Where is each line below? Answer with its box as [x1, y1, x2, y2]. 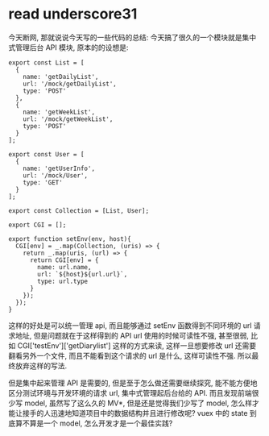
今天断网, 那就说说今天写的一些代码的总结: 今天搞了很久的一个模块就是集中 [8, 32, 256, 42]
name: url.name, [37, 263, 92, 271]
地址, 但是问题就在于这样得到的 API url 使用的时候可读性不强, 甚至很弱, [14, 330, 250, 340]
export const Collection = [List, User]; [8, 206, 150, 214]
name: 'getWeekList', [23, 108, 95, 116]
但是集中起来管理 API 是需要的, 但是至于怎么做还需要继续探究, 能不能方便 [8, 378, 251, 388]
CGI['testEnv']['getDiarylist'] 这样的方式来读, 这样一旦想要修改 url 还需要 [17, 340, 257, 351]
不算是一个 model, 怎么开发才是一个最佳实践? [22, 418, 173, 428]
